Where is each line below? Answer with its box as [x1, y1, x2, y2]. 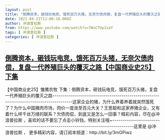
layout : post [5, 7, 32, 12]
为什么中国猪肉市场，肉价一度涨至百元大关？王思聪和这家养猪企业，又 [13, 105, 156, 111]
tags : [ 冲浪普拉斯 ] [5, 30, 46, 35]
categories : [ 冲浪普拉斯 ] [5, 35, 59, 40]
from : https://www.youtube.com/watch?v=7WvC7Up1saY [5, 26, 113, 30]
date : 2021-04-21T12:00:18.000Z [5, 16, 71, 21]
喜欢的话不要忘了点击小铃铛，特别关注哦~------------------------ [27, 117, 160, 123]
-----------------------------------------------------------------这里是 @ [5, 123, 152, 129]
